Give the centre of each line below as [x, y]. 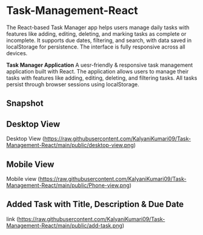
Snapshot [25, 104]
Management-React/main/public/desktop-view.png [70, 145]
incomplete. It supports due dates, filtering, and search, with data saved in [99, 40]
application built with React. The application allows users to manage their [98, 71]
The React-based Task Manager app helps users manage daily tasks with [98, 27]
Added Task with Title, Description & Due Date [95, 204]
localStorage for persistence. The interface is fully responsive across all [96, 47]
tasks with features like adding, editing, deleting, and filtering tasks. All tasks [102, 78]
